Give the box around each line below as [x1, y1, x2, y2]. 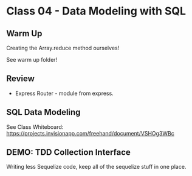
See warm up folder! [6, 56, 58, 63]
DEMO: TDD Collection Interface [6, 147, 131, 158]
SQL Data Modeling [6, 107, 81, 117]
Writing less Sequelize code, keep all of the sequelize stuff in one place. [6, 163, 187, 171]
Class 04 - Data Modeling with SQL [6, 4, 187, 18]
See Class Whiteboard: [6, 123, 64, 131]
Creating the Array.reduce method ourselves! [6, 44, 120, 51]
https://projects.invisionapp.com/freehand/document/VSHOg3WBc [6, 129, 174, 137]
